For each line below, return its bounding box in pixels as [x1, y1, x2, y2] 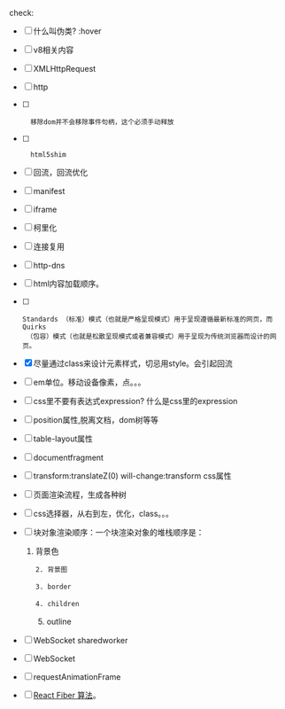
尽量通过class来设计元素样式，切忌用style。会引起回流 [33, 358, 233, 369]
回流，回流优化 [33, 168, 89, 177]
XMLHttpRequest [33, 64, 96, 74]
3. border [35, 582, 73, 591]
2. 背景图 [35, 565, 68, 574]
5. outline [37, 616, 73, 627]
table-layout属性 [33, 433, 93, 444]
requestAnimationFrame [33, 672, 121, 682]
